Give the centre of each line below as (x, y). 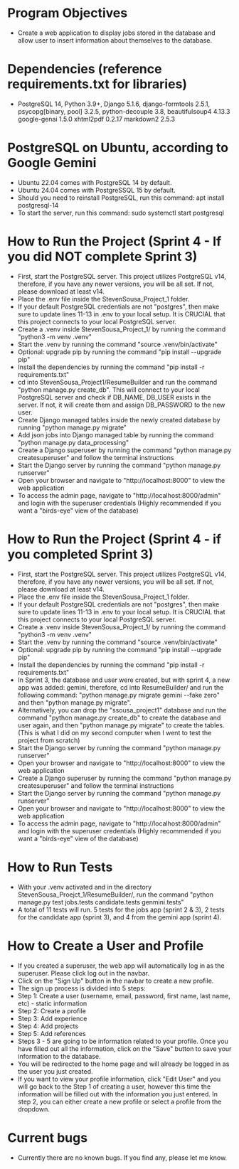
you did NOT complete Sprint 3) (102, 257)
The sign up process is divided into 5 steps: (81, 988)
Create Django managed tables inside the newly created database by (119, 420)
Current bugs (47, 1137)
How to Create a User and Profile (106, 945)
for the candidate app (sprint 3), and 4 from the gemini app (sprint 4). (119, 917)
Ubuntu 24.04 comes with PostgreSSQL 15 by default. (96, 190)
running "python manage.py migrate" (72, 427)
